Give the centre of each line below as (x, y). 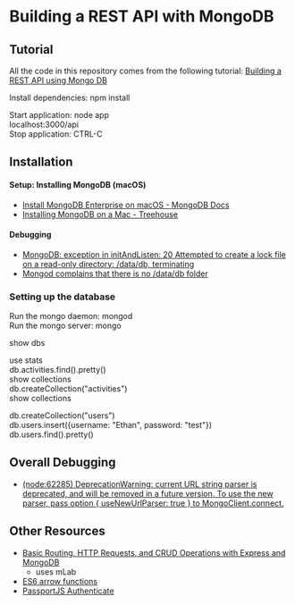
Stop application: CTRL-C (56, 134)
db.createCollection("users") (62, 416)
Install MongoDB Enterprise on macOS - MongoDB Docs (126, 205)
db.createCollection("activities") (68, 389)
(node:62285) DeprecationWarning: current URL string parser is (139, 483)
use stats (26, 360)
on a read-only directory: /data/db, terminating (108, 264)
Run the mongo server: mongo (66, 326)
